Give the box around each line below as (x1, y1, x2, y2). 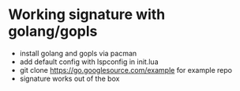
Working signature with (8, 6, 166, 24)
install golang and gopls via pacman (19, 48, 137, 58)
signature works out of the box (19, 74, 120, 83)
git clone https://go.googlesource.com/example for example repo (19, 65, 233, 74)
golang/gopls (8, 22, 98, 40)
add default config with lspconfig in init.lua (19, 57, 159, 66)
